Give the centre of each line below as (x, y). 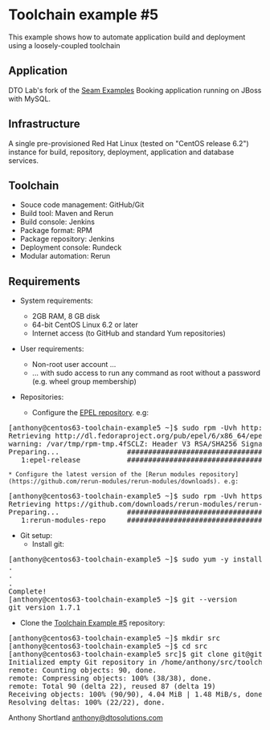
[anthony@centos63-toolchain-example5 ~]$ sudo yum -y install (135, 559)
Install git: (48, 544)
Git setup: (36, 536)
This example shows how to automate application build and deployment (127, 37)
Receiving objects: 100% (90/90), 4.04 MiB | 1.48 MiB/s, (125, 695)
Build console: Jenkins (57, 222)
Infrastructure (44, 124)
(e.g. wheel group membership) (84, 381)
